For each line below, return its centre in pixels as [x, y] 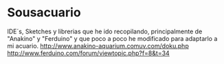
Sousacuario [44, 13]
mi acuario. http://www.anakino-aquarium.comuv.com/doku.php [98, 46]
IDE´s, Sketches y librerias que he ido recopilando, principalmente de [105, 31]
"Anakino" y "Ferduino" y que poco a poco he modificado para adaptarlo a [112, 38]
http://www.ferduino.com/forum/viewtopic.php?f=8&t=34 [88, 53]
